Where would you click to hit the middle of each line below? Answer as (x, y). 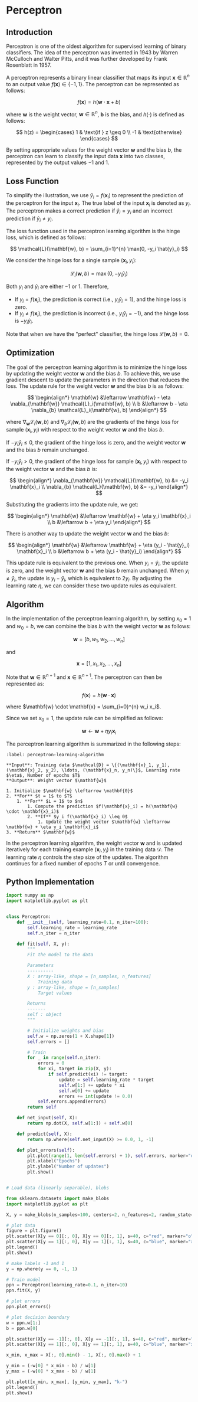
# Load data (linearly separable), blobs (58, 1188)
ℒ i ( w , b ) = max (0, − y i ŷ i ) (99, 274)
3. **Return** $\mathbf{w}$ (41, 832)
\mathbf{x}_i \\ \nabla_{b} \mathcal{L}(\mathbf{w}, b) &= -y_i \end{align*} (99, 487)
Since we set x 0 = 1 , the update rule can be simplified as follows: (85, 719)
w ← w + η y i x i (99, 731)
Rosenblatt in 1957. (29, 65)
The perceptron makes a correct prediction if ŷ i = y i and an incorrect (89, 211)
